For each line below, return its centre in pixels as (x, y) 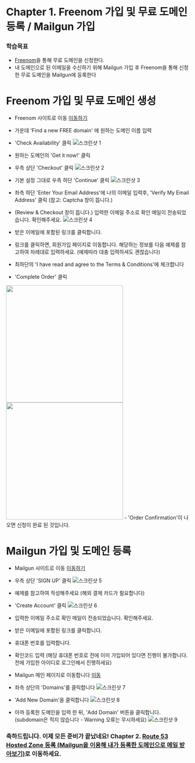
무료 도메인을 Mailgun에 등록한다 (58, 75)
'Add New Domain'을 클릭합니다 (52, 700)
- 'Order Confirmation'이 (153, 518)
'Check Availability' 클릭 (43, 143)
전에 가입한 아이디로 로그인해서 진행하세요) (63, 663)
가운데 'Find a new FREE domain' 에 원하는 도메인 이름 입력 (83, 131)
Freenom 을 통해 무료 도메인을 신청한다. (60, 60)
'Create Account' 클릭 (41, 605)
